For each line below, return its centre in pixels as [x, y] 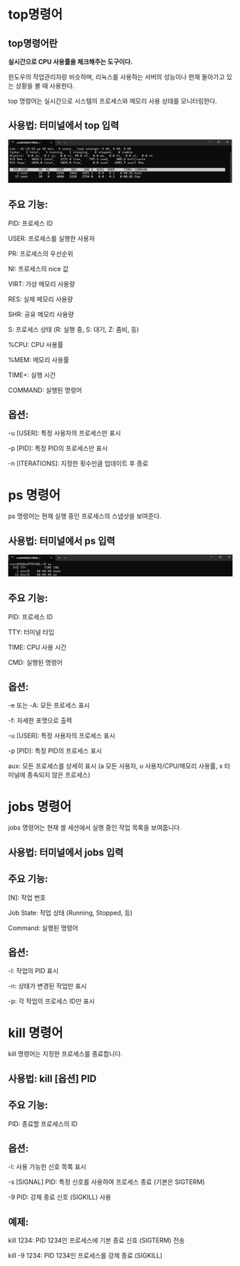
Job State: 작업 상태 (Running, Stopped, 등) [71, 913]
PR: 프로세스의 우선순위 [41, 253]
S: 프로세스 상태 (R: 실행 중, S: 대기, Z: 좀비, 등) [74, 329]
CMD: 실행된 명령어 [36, 662]
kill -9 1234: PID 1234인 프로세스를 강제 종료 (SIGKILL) [85, 1256]
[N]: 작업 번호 [27, 898]
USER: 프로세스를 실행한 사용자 [52, 238]
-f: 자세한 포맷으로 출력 [40, 720]
